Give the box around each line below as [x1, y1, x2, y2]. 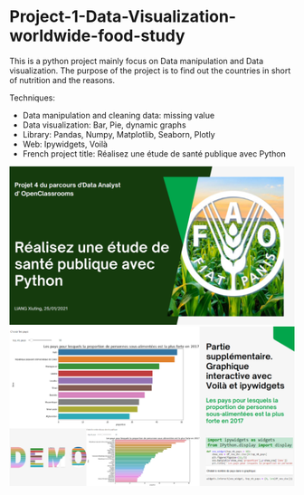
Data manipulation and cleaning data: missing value [22, 109, 215, 120]
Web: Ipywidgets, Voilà [22, 138, 109, 149]
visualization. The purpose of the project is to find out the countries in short [9, 65, 291, 76]
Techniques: [9, 92, 56, 103]
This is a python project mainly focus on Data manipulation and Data [9, 55, 264, 66]
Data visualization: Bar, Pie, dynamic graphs [22, 119, 187, 130]
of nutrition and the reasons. [9, 74, 116, 85]
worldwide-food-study [9, 25, 185, 46]
